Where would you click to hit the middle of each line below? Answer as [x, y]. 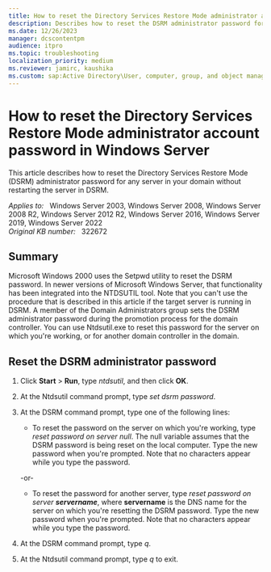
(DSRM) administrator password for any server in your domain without [125, 181]
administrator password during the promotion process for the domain [123, 319]
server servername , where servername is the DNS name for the [140, 503]
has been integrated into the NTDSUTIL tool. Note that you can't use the [128, 293]
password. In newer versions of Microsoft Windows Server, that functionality [135, 284]
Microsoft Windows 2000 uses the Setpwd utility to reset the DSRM [120, 276]
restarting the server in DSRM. [58, 190]
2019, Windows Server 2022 [56, 222]
